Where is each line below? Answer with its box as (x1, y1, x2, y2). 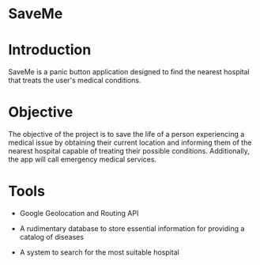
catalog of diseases (19, 233, 85, 241)
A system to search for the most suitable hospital (19, 248, 179, 257)
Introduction (8, 41, 92, 59)
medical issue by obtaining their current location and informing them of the (8, 138, 252, 147)
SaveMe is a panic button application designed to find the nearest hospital (8, 67, 251, 77)
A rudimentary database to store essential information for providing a (19, 224, 245, 233)
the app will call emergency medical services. (8, 155, 156, 165)
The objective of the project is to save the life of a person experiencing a (8, 130, 245, 139)
